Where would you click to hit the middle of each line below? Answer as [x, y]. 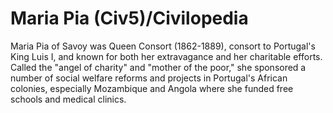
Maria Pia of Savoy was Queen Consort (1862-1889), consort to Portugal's [163, 46]
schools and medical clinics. [68, 99]
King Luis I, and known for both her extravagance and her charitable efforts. [166, 56]
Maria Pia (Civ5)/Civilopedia [129, 18]
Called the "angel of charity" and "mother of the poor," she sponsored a [158, 67]
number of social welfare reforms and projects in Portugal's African [149, 78]
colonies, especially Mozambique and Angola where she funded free [152, 88]
